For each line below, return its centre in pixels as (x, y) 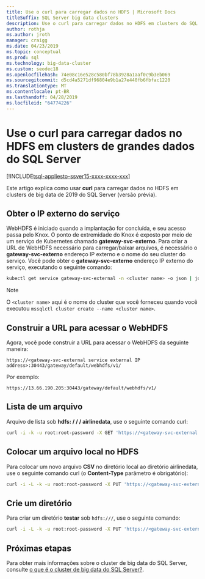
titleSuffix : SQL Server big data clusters (63, 18)
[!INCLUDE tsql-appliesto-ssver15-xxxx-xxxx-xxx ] (68, 176)
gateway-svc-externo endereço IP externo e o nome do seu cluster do (96, 254)
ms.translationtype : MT (37, 86)
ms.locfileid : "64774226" (39, 103)
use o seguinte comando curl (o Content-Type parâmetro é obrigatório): (97, 473)
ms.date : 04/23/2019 (33, 46)
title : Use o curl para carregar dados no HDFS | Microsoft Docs (91, 12)
